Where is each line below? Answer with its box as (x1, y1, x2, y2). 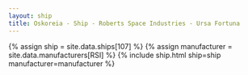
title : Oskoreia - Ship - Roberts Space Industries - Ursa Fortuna (8, 19, 241, 27)
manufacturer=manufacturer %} (8, 58, 116, 69)
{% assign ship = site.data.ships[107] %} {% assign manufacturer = (8, 41, 233, 51)
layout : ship (8, 11, 53, 20)
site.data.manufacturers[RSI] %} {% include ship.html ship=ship (8, 50, 221, 60)
